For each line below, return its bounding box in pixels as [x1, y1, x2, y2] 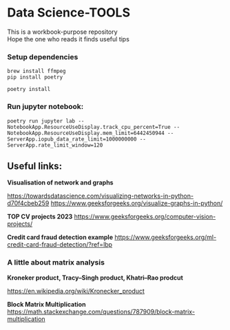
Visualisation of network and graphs [7, 178, 114, 187]
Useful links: [7, 160, 63, 172]
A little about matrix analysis [7, 258, 105, 267]
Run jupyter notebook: [7, 102, 84, 112]
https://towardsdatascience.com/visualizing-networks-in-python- [7, 192, 194, 200]
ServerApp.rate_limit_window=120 [7, 141, 103, 149]
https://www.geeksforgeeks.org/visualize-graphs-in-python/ [50, 199, 223, 207]
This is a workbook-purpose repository [7, 28, 118, 36]
